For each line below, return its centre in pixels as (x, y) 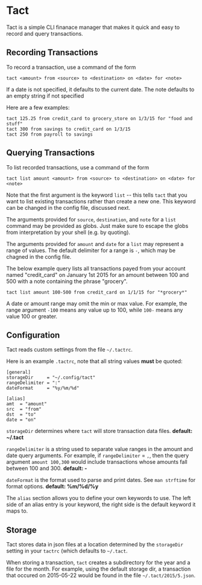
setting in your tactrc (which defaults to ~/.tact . (67, 551)
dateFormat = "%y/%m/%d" (43, 388)
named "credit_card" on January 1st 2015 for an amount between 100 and (97, 274)
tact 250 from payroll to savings (50, 134)
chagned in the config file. (39, 256)
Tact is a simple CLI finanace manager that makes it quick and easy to (93, 27)
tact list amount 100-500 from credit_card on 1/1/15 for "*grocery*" (97, 292)
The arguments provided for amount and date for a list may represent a (95, 244)
